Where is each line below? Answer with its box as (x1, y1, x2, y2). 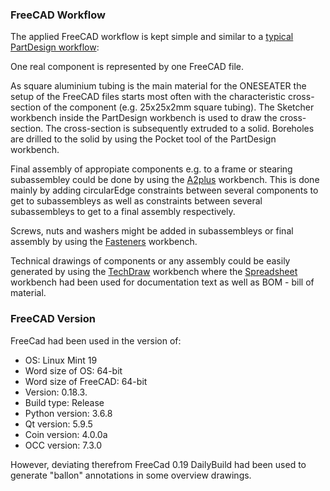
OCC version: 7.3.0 (24, 439, 103, 451)
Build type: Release (24, 396, 105, 408)
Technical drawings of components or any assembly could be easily (10, 255, 291, 267)
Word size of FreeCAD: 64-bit (24, 375, 148, 387)
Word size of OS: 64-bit (24, 364, 123, 377)
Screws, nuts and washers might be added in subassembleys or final (10, 225, 294, 237)
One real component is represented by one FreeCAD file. (10, 61, 244, 73)
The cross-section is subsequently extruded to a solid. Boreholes (45, 123, 315, 135)
